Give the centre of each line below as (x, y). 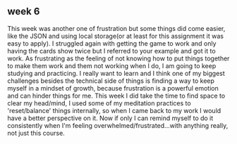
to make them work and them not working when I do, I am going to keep (112, 65)
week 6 (24, 12)
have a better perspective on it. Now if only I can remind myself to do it (110, 118)
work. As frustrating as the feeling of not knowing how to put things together (119, 58)
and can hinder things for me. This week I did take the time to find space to (116, 96)
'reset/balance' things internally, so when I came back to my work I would (114, 110)
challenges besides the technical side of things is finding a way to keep (111, 81)
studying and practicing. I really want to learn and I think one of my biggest (116, 73)
